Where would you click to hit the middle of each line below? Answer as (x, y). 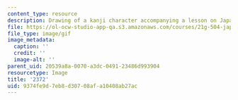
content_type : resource (42, 14)
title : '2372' (28, 79)
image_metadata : (31, 40)
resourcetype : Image (38, 73)
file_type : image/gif (39, 33)
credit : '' (30, 54)
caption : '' (32, 46)
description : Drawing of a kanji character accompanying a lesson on (112, 20)
